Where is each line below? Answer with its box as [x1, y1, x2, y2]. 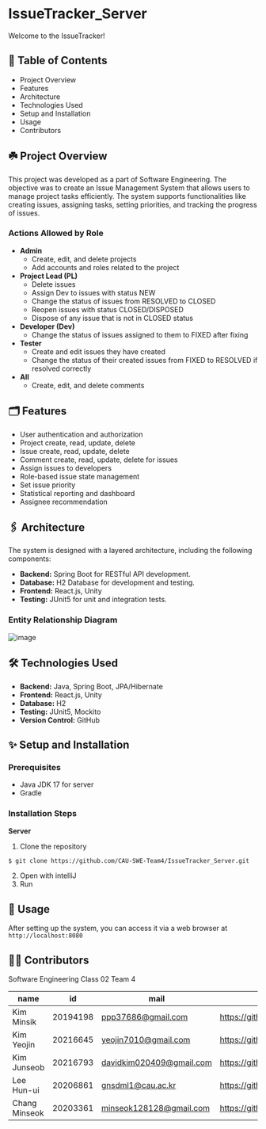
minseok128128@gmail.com [101, 1103, 211, 1114]
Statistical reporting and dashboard [19, 488, 135, 498]
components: [8, 554, 51, 563]
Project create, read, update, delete [19, 437, 136, 448]
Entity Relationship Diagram [8, 615, 118, 626]
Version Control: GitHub [19, 715, 101, 725]
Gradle [19, 788, 42, 798]
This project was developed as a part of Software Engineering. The [8, 174, 227, 184]
